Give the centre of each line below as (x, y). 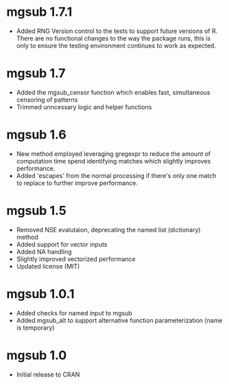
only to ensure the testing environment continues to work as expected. (116, 45)
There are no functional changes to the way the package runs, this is (113, 38)
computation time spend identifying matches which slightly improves (113, 161)
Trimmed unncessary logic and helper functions (84, 106)
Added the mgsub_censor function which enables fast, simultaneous (113, 92)
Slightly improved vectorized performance (76, 259)
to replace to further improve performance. (77, 183)
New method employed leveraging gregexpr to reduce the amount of (113, 154)
